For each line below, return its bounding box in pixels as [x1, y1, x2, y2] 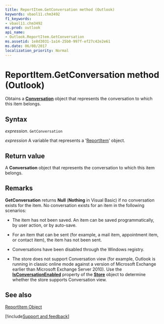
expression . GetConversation [5, 128, 63, 134]
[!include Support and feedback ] [5, 313, 70, 319]
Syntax [5, 115, 27, 123]
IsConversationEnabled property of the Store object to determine [12, 271, 146, 277]
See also [5, 291, 32, 299]
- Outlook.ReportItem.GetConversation [5, 35, 84, 40]
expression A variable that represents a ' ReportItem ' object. [5, 138, 125, 143]
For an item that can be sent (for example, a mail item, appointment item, [12, 231, 159, 237]
